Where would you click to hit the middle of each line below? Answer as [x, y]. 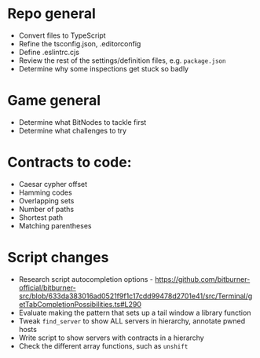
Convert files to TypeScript [62, 35]
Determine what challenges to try [73, 130]
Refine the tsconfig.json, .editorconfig [80, 43]
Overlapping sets [46, 200]
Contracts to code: [70, 163]
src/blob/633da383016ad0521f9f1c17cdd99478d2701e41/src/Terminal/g [135, 296]
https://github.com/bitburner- [203, 279]
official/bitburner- [47, 287]
